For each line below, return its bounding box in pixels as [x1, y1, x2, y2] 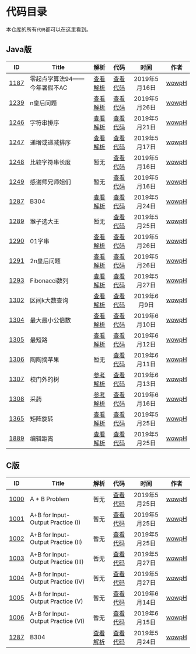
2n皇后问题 [30, 257, 61, 265]
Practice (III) [50, 557, 84, 566]
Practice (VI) [50, 617, 85, 625]
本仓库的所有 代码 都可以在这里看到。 [6, 26, 92, 33]
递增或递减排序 [30, 138, 71, 146]
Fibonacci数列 [30, 276, 69, 284]
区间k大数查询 [30, 296, 69, 304]
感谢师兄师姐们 [30, 178, 71, 186]
